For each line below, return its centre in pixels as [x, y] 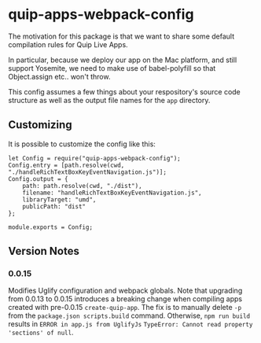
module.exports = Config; [50, 227]
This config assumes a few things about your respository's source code [125, 91]
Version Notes [44, 251]
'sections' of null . [41, 333]
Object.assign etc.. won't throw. [59, 76]
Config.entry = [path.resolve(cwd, [66, 165]
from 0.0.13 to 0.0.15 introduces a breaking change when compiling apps [125, 299]
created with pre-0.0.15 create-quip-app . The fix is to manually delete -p [125, 308]
